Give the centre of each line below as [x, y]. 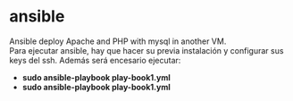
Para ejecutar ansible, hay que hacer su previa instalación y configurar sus [146, 50]
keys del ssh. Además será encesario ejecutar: [95, 60]
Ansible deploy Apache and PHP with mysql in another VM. [118, 41]
